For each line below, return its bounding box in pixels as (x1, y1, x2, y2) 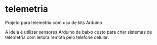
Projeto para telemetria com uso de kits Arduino (5, 20, 102, 25)
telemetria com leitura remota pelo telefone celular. (5, 34, 109, 40)
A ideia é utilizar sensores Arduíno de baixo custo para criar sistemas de (5, 29, 152, 35)
